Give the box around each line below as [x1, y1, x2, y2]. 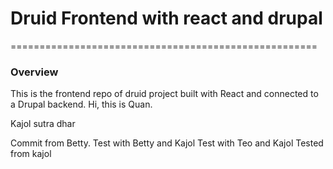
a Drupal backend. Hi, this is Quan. [10, 98, 153, 111]
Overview [10, 65, 59, 79]
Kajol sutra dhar [10, 118, 76, 130]
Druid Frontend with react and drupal [10, 7, 323, 30]
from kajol [10, 148, 52, 160]
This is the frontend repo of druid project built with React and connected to [10, 88, 319, 100]
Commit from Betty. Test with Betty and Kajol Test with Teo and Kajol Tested [10, 137, 324, 149]
